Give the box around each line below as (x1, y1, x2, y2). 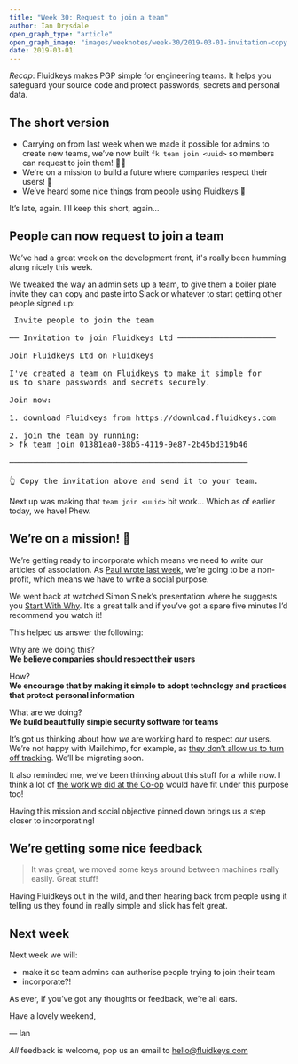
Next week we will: (9, 949, 78, 960)
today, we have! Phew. (9, 505, 91, 516)
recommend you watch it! (9, 609, 103, 620)
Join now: (9, 394, 51, 405)
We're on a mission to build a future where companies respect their (21, 166, 269, 178)
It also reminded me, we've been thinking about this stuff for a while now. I (9, 769, 281, 780)
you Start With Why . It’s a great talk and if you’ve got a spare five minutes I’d (9, 600, 288, 611)
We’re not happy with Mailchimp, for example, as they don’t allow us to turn (9, 742, 285, 753)
